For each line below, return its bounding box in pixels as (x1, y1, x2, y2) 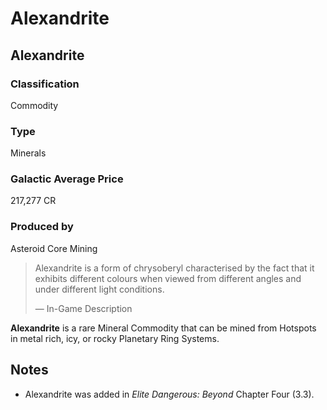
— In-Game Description (34, 302, 133, 314)
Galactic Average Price (10, 172, 124, 186)
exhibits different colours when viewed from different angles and (34, 272, 302, 284)
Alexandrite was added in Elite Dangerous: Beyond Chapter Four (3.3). (24, 388, 315, 400)
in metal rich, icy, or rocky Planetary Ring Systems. (10, 332, 220, 344)
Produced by (10, 220, 74, 234)
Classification (10, 77, 80, 91)
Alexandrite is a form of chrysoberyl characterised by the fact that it (34, 262, 315, 274)
